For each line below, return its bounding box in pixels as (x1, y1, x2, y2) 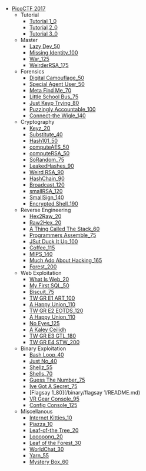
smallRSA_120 (29, 188, 63, 194)
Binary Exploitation (20, 345, 67, 352)
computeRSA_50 (29, 150, 70, 156)
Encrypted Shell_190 (29, 200, 78, 207)
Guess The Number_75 (29, 376, 85, 383)
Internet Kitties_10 (29, 414, 72, 421)
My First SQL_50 (29, 282, 69, 289)
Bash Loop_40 (29, 351, 64, 358)
